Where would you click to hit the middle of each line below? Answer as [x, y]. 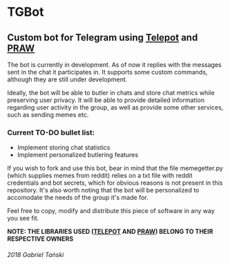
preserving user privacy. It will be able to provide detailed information [106, 100]
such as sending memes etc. [48, 115]
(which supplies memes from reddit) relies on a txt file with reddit [100, 176]
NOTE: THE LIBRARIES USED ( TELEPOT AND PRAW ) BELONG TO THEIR [110, 232]
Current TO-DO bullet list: [51, 132]
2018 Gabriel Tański [36, 254]
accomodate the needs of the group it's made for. [78, 198]
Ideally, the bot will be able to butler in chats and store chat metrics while [111, 93]
